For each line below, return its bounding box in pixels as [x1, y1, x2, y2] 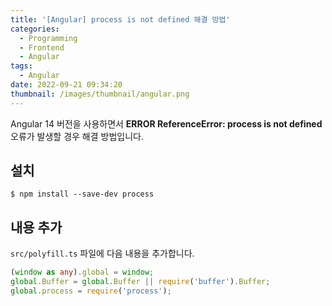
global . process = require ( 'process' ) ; [10, 286, 172, 296]
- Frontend [19, 42, 65, 53]
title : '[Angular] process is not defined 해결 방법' [10, 14, 231, 25]
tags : [10, 61, 33, 71]
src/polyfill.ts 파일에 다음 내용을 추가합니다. [10, 247, 195, 260]
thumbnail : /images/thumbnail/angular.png [10, 89, 190, 99]
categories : [10, 24, 60, 34]
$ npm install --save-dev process [10, 189, 155, 200]
